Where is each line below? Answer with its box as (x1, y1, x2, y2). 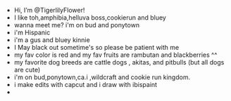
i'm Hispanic (13, 28, 51, 36)
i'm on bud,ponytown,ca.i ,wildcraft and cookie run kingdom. (13, 73, 191, 81)
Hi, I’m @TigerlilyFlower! (13, 6, 85, 14)
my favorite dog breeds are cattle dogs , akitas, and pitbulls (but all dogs (13, 58, 225, 66)
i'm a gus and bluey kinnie (13, 36, 90, 44)
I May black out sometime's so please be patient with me (13, 43, 180, 51)
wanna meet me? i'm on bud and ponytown (13, 21, 139, 29)
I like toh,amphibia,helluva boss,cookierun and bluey (13, 13, 167, 22)
